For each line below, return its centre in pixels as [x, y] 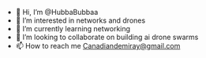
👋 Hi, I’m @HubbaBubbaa [57, 12]
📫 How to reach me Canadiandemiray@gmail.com [98, 46]
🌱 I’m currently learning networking [73, 29]
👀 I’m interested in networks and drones [81, 20]
